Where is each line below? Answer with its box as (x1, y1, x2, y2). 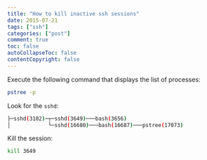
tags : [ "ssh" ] (7, 23, 49, 30)
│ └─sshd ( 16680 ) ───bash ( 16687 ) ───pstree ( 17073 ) (7, 121, 184, 128)
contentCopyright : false (7, 56, 80, 63)
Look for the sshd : (7, 101, 59, 109)
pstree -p (7, 88, 36, 95)
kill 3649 (7, 148, 36, 155)
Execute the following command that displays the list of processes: (7, 75, 201, 84)
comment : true (7, 36, 49, 44)
